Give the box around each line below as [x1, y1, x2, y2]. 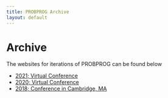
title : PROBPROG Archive [6, 8, 69, 15]
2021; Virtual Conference [15, 72, 78, 79]
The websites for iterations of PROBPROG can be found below [6, 60, 163, 68]
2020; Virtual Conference [15, 79, 79, 86]
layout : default [6, 15, 47, 21]
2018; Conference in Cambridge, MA [15, 85, 107, 93]
